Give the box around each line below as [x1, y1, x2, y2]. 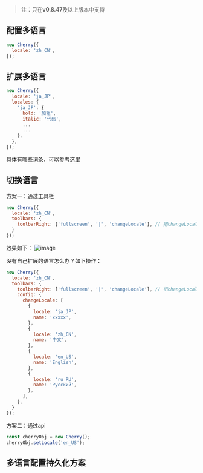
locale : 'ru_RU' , [33, 376, 77, 382]
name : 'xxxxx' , [33, 314, 71, 320]
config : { [17, 292, 42, 298]
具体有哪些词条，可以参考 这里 [6, 156, 80, 163]
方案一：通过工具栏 [6, 192, 54, 199]
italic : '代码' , [22, 116, 62, 122]
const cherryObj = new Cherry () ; [6, 434, 91, 440]
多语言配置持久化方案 [6, 457, 86, 468]
